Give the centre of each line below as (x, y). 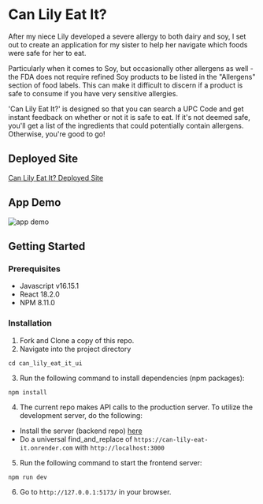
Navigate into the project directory (75, 349)
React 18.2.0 (40, 294)
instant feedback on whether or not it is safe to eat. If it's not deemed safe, (129, 117)
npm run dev (28, 477)
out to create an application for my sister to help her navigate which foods (128, 44)
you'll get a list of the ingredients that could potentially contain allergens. (126, 125)
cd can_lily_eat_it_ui (45, 363)
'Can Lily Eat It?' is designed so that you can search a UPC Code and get (126, 109)
